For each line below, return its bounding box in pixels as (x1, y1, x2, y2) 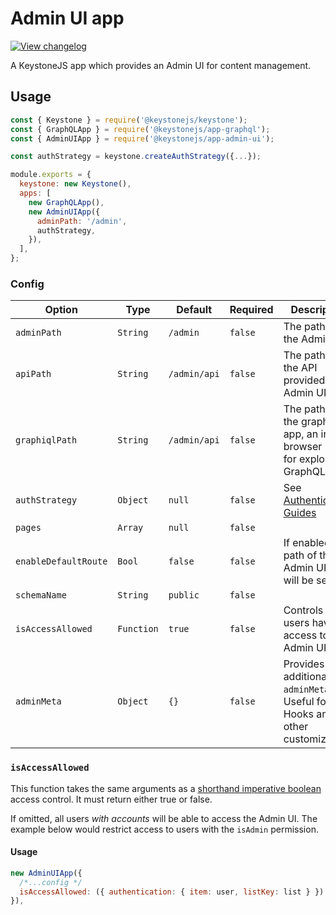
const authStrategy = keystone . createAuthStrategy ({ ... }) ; (10, 152, 262, 162)
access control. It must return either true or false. (10, 793, 213, 805)
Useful (283, 695, 315, 709)
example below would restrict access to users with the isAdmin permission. (10, 823, 319, 835)
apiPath (15, 368, 52, 380)
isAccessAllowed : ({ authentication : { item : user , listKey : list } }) (19, 887, 325, 897)
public (168, 590, 200, 601)
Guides (283, 506, 317, 520)
